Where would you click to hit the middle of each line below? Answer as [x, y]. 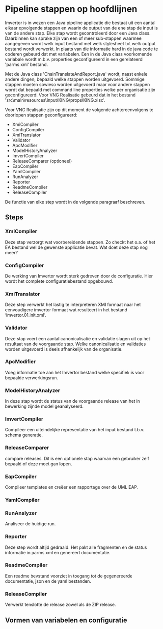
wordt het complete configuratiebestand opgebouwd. [59, 281]
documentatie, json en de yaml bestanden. [48, 581]
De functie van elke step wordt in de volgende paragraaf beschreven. [75, 202]
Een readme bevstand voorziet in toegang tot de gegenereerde [69, 576]
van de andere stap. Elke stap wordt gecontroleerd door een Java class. [78, 33]
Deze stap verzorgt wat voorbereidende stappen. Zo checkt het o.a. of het [80, 242]
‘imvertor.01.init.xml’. [26, 315]
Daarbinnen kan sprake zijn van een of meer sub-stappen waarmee [73, 38]
